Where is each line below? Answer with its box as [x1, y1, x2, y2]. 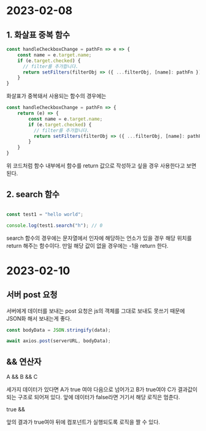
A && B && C [6, 373, 38, 381]
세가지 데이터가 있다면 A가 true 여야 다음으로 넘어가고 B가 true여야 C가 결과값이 [6, 386, 198, 393]
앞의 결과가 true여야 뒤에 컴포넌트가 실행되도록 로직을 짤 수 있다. [6, 418, 161, 426]
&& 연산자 [6, 356, 42, 367]
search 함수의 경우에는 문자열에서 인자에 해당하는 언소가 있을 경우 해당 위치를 [6, 234, 192, 242]
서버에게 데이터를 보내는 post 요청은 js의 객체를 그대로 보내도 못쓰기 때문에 [6, 307, 185, 315]
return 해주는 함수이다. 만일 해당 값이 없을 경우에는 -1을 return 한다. [6, 242, 169, 249]
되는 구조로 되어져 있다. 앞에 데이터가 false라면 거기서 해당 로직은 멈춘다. [6, 394, 180, 401]
